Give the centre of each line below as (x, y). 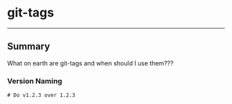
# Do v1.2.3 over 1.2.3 (41, 95)
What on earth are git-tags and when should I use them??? (90, 63)
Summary (29, 46)
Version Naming (35, 81)
